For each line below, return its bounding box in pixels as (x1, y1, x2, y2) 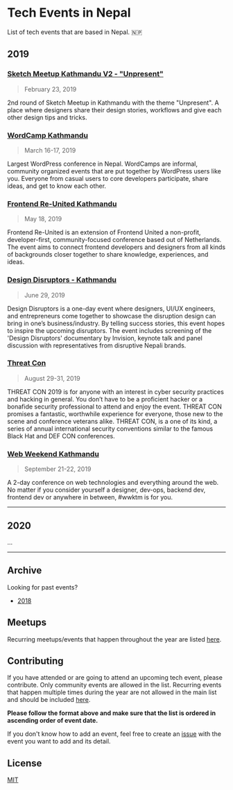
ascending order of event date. (7, 716, 98, 725)
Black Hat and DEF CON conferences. (7, 431, 116, 440)
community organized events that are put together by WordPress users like (7, 166, 222, 175)
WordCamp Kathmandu (7, 130, 89, 140)
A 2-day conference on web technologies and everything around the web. (7, 479, 219, 487)
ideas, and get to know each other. (7, 182, 106, 190)
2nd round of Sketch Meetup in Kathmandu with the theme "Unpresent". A (7, 98, 220, 107)
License (7, 757, 42, 769)
